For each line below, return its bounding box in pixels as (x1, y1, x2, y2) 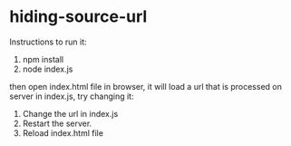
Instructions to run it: (9, 36, 88, 47)
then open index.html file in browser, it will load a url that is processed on (9, 81, 283, 92)
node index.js (22, 63, 73, 74)
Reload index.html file (22, 127, 104, 138)
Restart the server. (22, 118, 92, 129)
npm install (22, 54, 64, 64)
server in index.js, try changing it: (9, 91, 134, 102)
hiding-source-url (9, 6, 148, 27)
